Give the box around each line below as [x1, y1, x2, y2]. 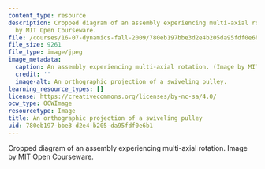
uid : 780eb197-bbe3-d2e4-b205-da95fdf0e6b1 [8, 122, 154, 130]
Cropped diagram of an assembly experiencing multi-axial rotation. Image [8, 143, 248, 152]
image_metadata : [8, 56, 62, 64]
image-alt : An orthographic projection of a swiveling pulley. [15, 77, 227, 85]
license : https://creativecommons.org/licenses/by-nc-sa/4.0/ [8, 92, 217, 100]
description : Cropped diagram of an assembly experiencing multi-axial [8, 19, 248, 27]
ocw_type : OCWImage [8, 100, 73, 107]
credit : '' [15, 70, 51, 78]
